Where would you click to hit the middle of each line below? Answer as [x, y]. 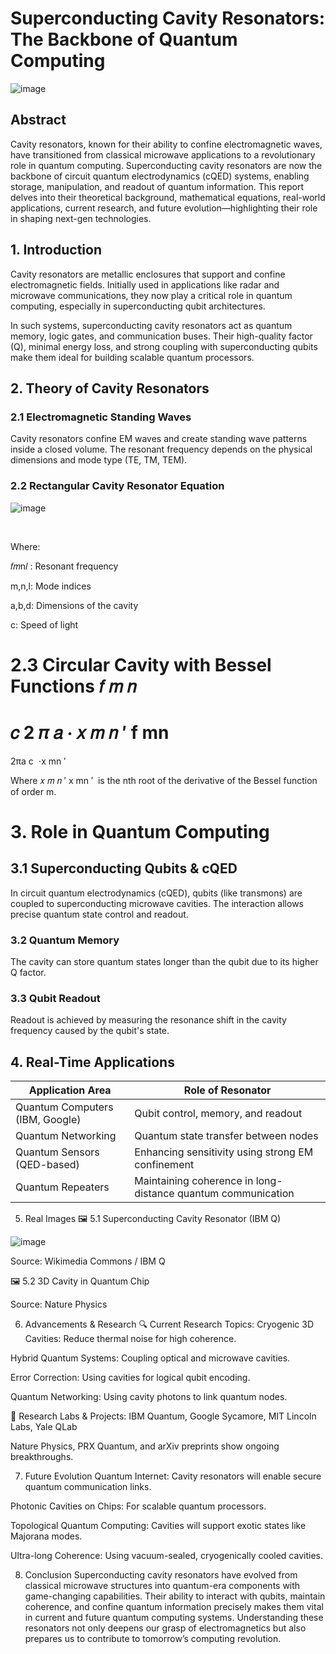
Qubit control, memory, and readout [218, 1114]
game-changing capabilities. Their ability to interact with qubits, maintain [175, 1596]
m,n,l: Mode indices [51, 586]
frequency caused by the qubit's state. [90, 1031]
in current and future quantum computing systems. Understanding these [174, 1618]
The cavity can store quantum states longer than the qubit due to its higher [164, 961]
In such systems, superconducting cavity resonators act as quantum [151, 325]
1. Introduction [56, 250]
